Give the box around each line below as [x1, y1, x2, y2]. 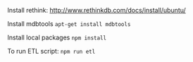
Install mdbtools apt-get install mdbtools [7, 20, 131, 27]
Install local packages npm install [7, 33, 107, 42]
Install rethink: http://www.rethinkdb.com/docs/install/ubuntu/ [7, 6, 187, 14]
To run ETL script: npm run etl [7, 47, 96, 55]
